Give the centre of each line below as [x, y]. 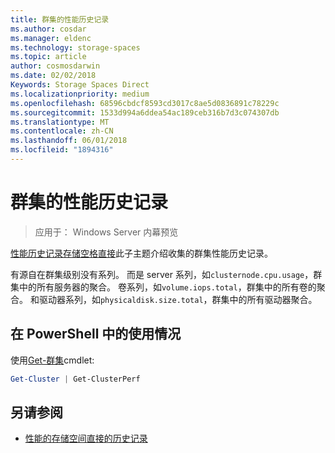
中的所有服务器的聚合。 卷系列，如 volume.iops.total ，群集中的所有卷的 [167, 287]
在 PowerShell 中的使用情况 [96, 334]
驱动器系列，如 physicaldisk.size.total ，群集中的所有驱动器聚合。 [178, 299]
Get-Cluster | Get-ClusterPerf [75, 379]
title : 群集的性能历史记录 [60, 19]
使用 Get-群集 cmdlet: [52, 360]
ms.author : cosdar [48, 29]
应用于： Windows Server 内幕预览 [106, 232]
